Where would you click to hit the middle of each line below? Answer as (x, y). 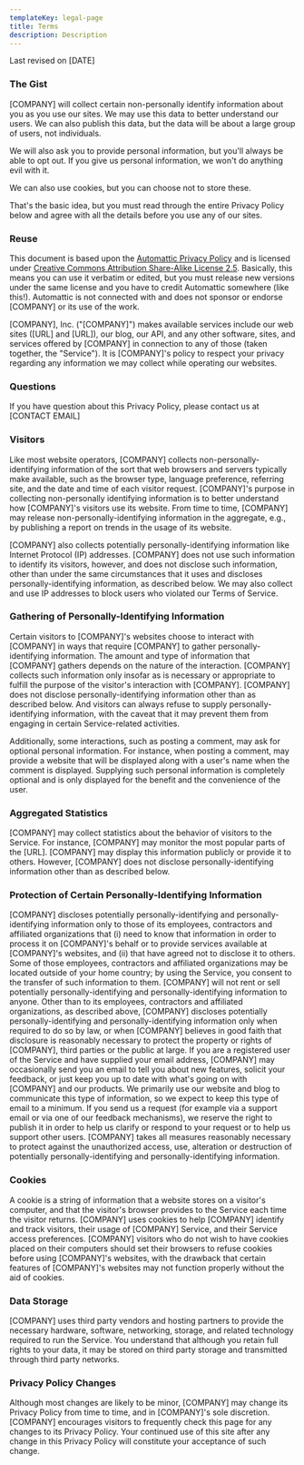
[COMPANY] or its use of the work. (75, 307)
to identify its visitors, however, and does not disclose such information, (144, 564)
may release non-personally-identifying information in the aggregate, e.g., (148, 517)
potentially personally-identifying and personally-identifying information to (148, 992)
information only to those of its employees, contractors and (162, 924)
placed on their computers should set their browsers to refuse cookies (141, 1248)
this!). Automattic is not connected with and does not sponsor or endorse (146, 297)
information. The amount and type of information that (151, 655)
